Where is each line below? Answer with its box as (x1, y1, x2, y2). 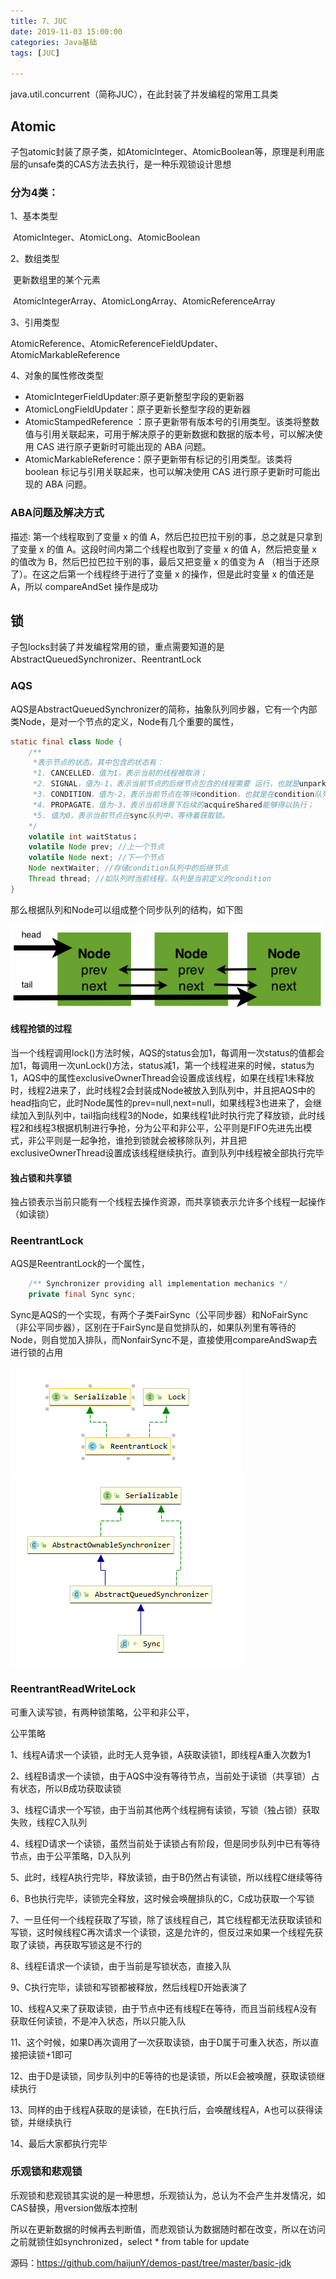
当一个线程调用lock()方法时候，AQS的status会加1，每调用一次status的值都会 (10, 1046, 325, 1059)
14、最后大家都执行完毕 (10, 2137, 108, 2149)
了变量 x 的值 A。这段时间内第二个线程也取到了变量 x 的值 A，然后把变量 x (10, 543, 317, 555)
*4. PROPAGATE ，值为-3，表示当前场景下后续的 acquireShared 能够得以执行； (32, 800, 315, 810)
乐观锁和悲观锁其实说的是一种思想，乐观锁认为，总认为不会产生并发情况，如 (10, 2189, 326, 2201)
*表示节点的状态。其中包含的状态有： (32, 758, 165, 768)
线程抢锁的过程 (10, 1023, 72, 1035)
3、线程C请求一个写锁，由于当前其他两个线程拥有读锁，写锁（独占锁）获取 (10, 1803, 320, 1815)
